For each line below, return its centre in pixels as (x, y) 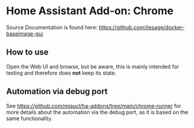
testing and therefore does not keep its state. (61, 73)
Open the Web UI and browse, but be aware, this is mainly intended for (93, 66)
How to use (27, 52)
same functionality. (29, 118)
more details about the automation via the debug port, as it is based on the (97, 112)
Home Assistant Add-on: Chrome (90, 11)
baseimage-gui (25, 33)
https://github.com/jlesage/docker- (142, 27)
